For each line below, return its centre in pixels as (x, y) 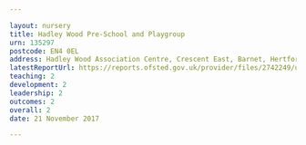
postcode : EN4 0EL (44, 51)
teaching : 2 (32, 77)
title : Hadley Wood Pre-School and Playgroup (97, 34)
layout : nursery (40, 25)
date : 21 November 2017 (55, 119)
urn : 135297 (32, 43)
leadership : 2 (36, 93)
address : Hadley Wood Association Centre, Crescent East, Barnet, (138, 60)
